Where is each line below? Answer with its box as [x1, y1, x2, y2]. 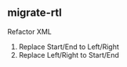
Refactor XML [7, 26, 52, 36]
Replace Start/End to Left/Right [18, 42, 119, 51]
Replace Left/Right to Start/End [18, 50, 119, 59]
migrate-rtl [7, 6, 62, 19]
